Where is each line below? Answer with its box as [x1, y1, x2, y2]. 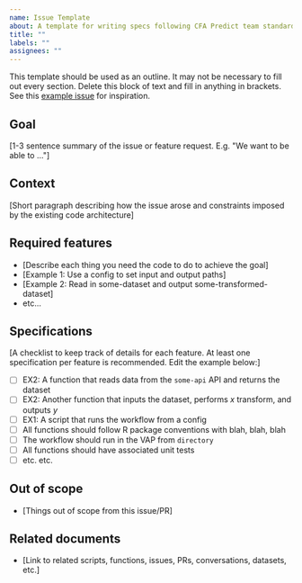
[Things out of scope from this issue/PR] [22, 505, 173, 516]
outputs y [22, 404, 58, 415]
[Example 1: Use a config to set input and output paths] [22, 269, 226, 280]
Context [9, 176, 56, 192]
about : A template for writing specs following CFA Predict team [9, 22, 259, 31]
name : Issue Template [9, 13, 91, 22]
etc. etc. [22, 454, 53, 465]
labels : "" [9, 38, 50, 48]
